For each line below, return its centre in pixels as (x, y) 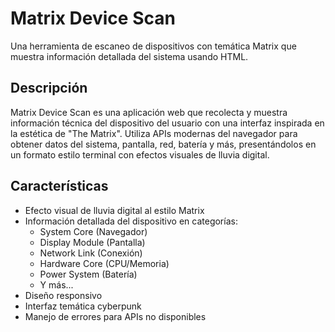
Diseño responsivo (63, 295)
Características (59, 186)
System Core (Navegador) (93, 231)
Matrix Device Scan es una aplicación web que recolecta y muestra (149, 112)
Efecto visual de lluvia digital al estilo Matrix (114, 210)
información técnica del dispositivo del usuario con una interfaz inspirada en (167, 123)
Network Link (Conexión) (91, 253)
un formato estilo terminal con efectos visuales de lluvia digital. (140, 154)
